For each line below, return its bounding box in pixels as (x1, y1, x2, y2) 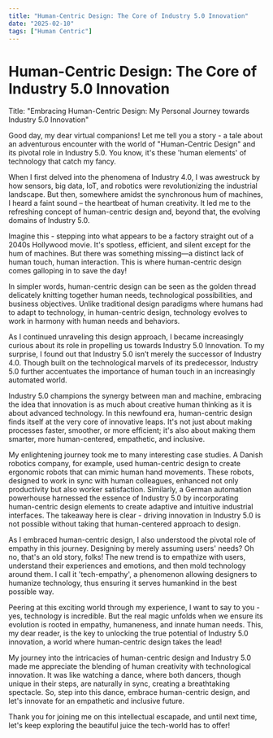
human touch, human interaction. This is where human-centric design (8, 257, 242, 267)
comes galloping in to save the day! (8, 266, 128, 276)
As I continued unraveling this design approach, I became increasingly (8, 332, 244, 342)
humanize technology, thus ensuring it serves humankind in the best (8, 579, 237, 588)
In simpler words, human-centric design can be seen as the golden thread (8, 282, 257, 291)
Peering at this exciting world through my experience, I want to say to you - (8, 603, 260, 613)
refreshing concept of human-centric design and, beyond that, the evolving (8, 207, 261, 216)
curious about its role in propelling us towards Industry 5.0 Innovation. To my (8, 341, 265, 351)
